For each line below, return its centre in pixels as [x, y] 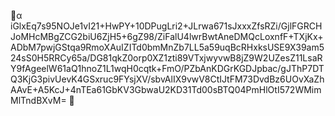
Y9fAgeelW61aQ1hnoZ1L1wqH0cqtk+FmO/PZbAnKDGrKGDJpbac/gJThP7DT [167, 68]
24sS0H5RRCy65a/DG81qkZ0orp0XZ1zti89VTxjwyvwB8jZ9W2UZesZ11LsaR [166, 58]
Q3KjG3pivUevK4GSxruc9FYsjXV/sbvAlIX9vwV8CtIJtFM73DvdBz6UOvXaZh [167, 79]
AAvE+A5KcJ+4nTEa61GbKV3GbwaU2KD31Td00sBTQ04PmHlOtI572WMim [166, 89]
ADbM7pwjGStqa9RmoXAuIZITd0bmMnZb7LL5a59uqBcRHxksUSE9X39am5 [167, 47]
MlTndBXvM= [38, 100]
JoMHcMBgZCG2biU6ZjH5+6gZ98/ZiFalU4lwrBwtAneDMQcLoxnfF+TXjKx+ [167, 36]
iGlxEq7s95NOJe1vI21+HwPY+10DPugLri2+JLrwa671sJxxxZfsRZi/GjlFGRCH [166, 26]
